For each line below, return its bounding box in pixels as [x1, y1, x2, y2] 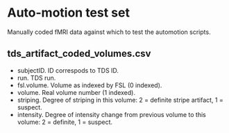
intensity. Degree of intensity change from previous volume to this [17, 110, 206, 118]
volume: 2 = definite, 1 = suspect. [17, 118, 113, 126]
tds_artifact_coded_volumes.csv [7, 48, 151, 60]
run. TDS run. [17, 73, 56, 82]
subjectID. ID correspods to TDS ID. [17, 66, 119, 74]
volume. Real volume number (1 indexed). [17, 88, 135, 96]
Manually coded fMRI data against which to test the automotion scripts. [7, 28, 211, 36]
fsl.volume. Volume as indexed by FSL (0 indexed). [17, 81, 162, 89]
